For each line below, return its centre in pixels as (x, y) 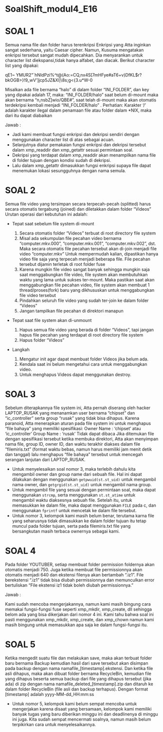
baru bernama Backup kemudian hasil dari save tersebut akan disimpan (77, 663)
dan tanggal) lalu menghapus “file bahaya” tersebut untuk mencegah (74, 454)
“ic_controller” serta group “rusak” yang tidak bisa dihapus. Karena (72, 418)
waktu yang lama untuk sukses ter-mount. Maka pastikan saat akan (87, 280)
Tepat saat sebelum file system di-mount (53, 224)
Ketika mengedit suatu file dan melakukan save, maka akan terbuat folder (79, 658)
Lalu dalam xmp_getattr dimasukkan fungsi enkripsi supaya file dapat (81, 166)
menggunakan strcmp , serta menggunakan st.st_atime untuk (74, 495)
